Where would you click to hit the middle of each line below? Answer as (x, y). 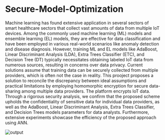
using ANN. (17, 123)
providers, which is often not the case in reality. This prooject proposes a (79, 75)
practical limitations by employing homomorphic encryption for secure (77, 86)
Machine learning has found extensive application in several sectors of (77, 23)
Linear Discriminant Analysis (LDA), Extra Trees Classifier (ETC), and (75, 54)
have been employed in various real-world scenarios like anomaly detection (82, 44)
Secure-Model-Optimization (64, 9)
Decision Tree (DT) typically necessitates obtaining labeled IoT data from (79, 59)
